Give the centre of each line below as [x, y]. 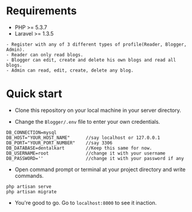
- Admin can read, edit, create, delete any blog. [70, 70]
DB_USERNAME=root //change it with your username [86, 153]
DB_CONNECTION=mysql [32, 132]
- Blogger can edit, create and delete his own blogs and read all [91, 60]
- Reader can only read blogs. [45, 54]
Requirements [41, 11]
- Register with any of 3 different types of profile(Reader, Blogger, [96, 44]
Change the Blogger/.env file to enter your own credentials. [87, 121]
